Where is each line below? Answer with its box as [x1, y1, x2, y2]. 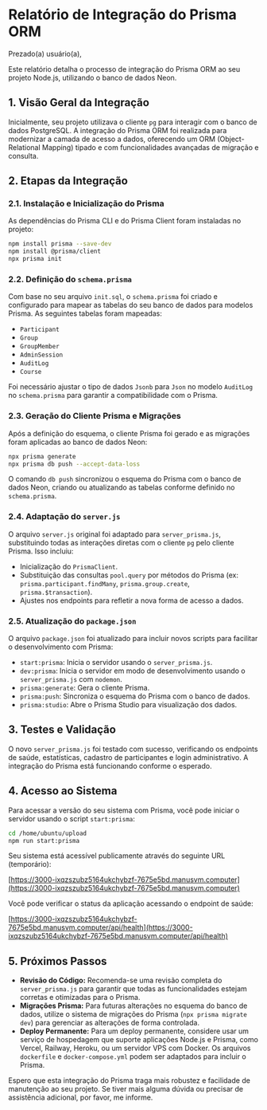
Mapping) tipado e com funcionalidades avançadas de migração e [42, 142, 259, 152]
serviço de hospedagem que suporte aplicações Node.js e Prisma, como [19, 1035, 258, 1045]
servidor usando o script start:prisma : [8, 813, 135, 823]
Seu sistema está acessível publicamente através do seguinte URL [8, 851, 226, 860]
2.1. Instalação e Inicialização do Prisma [8, 198, 164, 209]
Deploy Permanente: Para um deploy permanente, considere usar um [19, 1026, 249, 1036]
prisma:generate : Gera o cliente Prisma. [19, 683, 150, 692]
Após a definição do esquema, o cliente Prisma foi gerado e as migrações [8, 428, 250, 438]
